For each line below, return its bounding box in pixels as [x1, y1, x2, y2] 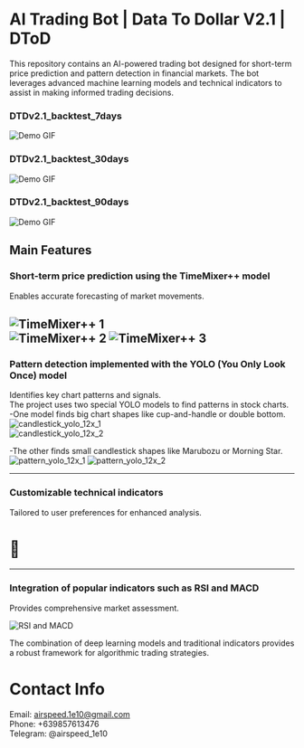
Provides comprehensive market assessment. [9, 602, 179, 613]
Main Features [9, 242, 92, 258]
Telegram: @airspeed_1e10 [9, 728, 109, 739]
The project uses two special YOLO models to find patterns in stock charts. [9, 399, 290, 411]
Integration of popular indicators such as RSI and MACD [9, 582, 260, 594]
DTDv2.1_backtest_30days [9, 153, 129, 166]
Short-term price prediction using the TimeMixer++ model [9, 270, 271, 282]
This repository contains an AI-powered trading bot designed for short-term [9, 58, 292, 69]
